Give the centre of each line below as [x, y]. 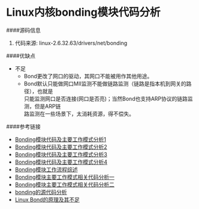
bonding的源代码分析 [41, 192]
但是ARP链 [48, 106]
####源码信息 [23, 30]
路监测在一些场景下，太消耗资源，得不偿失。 [79, 114]
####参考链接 [23, 126]
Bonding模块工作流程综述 [46, 169]
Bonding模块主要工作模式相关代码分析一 [65, 177]
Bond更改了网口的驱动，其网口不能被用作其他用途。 [88, 76]
